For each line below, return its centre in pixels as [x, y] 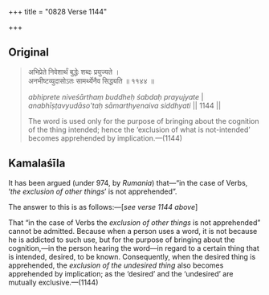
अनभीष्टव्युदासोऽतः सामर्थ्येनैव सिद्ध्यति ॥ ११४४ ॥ [91, 80]
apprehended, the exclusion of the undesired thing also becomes [116, 265]
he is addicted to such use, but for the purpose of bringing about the [122, 240]
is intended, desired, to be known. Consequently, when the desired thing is [132, 256]
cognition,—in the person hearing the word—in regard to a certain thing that [134, 248]
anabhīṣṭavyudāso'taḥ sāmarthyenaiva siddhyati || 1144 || [124, 105]
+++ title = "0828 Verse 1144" [57, 12]
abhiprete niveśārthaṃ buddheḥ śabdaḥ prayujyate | [116, 96]
